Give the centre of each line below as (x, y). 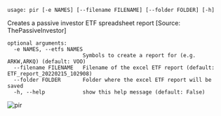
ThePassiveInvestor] (37, 30)
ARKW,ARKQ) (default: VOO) (47, 61)
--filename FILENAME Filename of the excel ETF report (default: (114, 68)
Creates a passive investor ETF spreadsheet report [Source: (94, 23)
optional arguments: (38, 43)
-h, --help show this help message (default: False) (109, 92)
